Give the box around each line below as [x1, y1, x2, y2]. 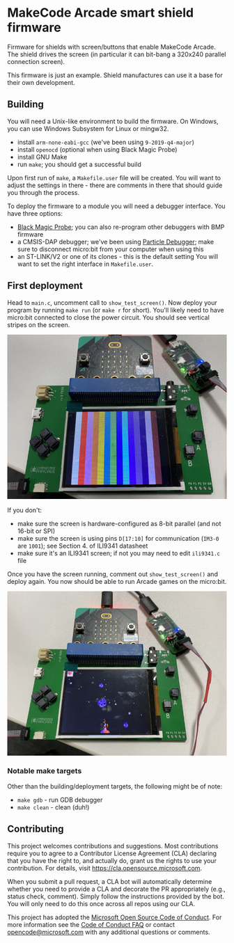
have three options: [7, 209, 63, 217]
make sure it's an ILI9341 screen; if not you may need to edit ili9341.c [17, 548, 221, 557]
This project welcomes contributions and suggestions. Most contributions [7, 841, 219, 850]
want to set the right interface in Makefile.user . [17, 260, 154, 268]
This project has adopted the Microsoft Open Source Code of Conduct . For [7, 913, 222, 921]
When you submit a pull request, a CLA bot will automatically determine [7, 877, 212, 885]
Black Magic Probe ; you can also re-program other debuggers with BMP [17, 223, 225, 231]
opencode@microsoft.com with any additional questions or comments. [7, 928, 210, 936]
